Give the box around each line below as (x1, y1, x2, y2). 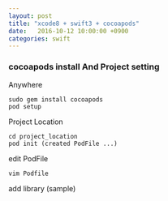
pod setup (8, 102, 42, 110)
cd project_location (8, 132, 79, 140)
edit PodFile (8, 153, 49, 163)
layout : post (8, 11, 53, 20)
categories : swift (8, 34, 71, 43)
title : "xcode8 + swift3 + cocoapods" (8, 19, 140, 28)
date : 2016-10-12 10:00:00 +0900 (8, 27, 129, 35)
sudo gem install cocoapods (8, 95, 104, 104)
